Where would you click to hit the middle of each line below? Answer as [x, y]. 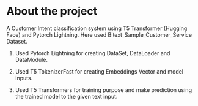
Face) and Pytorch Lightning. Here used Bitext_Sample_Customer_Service [99, 34]
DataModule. [31, 59]
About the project [52, 11]
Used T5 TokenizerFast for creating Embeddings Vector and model [99, 71]
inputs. [24, 78]
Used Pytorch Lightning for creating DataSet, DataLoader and [93, 53]
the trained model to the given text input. [66, 96]
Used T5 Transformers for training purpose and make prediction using [104, 89]
